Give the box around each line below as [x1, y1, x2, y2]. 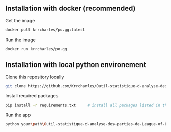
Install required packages [5, 93, 59, 99]
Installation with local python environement [5, 60, 146, 69]
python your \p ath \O [5, 122, 47, 127]
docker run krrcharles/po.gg [5, 46, 67, 51]
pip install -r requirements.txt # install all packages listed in [5, 103, 160, 108]
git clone [5, 84, 26, 89]
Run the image [5, 37, 36, 43]
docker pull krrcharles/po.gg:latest [5, 27, 85, 32]
